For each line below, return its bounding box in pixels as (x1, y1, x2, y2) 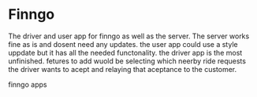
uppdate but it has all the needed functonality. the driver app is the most (8, 48, 243, 57)
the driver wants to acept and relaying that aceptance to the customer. (8, 64, 237, 74)
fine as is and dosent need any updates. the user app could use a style (8, 39, 238, 48)
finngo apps (8, 80, 47, 89)
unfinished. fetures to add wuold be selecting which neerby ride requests (8, 56, 247, 66)
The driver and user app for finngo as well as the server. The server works (8, 31, 250, 41)
